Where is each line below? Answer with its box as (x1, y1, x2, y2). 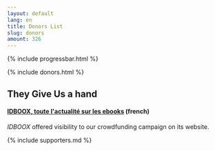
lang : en (7, 17, 32, 23)
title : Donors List (7, 23, 63, 30)
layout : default (7, 10, 54, 17)
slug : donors (7, 29, 45, 37)
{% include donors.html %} (7, 68, 85, 77)
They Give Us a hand (7, 88, 98, 100)
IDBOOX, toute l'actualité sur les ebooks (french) (7, 108, 150, 116)
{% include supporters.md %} (7, 136, 92, 144)
